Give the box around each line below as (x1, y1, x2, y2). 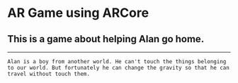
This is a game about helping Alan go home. (7, 33, 205, 45)
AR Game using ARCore (7, 5, 149, 21)
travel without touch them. (7, 70, 91, 77)
